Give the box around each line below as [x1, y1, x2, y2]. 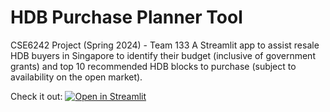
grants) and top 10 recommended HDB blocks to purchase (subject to [10, 60, 297, 72]
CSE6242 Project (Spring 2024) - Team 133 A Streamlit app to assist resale [10, 39, 320, 51]
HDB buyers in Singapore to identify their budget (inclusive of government [10, 49, 316, 61]
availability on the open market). [10, 71, 143, 83]
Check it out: [10, 90, 63, 102]
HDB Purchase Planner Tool [10, 6, 243, 29]
